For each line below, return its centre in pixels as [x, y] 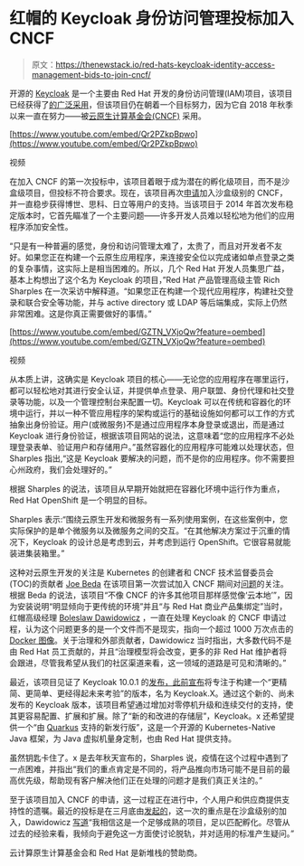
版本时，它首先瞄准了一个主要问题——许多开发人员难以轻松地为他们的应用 [156, 215]
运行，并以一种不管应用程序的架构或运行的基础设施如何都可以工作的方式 [160, 413]
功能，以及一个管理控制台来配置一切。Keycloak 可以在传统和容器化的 [154, 401]
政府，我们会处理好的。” [69, 469]
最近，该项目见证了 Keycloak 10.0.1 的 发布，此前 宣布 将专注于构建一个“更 [144, 682]
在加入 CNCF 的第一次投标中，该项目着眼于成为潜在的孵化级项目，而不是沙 [150, 181]
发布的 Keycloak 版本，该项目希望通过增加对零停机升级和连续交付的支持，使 [152, 704]
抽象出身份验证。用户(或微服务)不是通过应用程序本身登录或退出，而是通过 [147, 424]
